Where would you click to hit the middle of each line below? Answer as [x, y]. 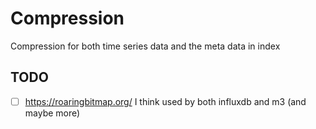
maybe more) [52, 113]
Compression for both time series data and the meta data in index [145, 46]
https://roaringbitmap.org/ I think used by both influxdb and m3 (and [165, 101]
